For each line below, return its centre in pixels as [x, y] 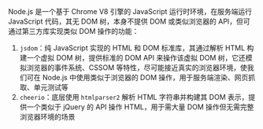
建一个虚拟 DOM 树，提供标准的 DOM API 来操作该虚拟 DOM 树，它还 [133, 58]
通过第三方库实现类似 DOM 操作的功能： [74, 31]
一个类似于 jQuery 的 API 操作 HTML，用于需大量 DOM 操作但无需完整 [140, 107]
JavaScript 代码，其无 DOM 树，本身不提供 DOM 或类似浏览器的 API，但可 [129, 21]
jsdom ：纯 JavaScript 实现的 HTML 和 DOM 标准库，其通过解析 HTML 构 [137, 48]
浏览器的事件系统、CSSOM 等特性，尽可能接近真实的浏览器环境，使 [137, 68]
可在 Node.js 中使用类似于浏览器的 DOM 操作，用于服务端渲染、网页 [137, 77]
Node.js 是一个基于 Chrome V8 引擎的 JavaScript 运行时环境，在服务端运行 [130, 11]
